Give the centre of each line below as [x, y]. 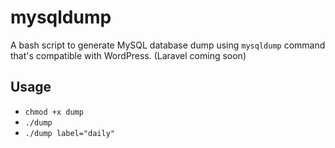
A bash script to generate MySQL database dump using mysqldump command [168, 45]
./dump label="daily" [69, 133]
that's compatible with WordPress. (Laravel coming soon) [128, 55]
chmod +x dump [54, 112]
